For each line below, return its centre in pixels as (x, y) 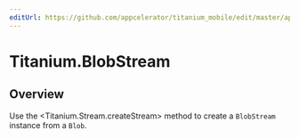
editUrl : (25, 17)
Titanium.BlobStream (90, 61)
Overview (37, 94)
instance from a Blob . (48, 125)
